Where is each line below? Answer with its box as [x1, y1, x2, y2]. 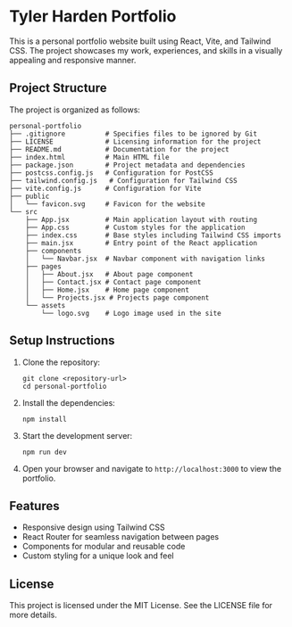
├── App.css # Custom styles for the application [25, 223, 246, 232]
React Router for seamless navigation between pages [21, 532, 220, 542]
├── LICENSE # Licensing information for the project [9, 136, 262, 146]
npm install [21, 415, 67, 424]
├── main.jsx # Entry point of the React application [25, 238, 257, 247]
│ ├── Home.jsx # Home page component [25, 285, 190, 294]
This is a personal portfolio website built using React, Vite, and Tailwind [9, 36, 271, 46]
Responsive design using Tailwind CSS [21, 522, 165, 532]
